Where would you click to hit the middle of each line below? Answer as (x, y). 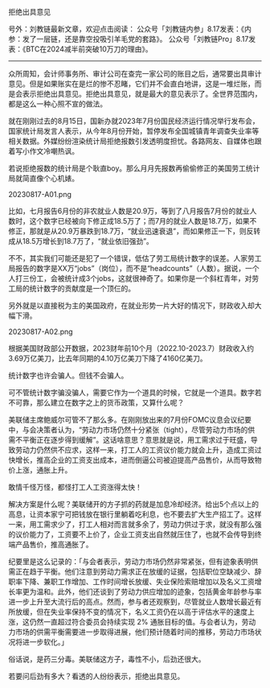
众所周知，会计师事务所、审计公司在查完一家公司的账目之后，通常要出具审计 (135, 74)
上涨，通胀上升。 (43, 470)
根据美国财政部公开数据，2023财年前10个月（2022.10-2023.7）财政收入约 (131, 348)
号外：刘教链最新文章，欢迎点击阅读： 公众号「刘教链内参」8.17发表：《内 (130, 29)
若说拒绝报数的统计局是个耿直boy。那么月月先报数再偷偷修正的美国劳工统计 (134, 168)
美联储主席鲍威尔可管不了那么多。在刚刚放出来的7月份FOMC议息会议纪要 (130, 420)
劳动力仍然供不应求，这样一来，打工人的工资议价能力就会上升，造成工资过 (138, 450)
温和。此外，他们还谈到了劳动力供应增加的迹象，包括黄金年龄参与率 (149, 591)
